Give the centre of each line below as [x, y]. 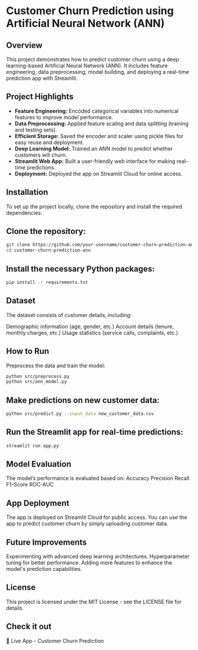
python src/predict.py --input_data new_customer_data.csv [80, 414]
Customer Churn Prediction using [90, 11]
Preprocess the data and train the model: [56, 365]
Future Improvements [47, 542]
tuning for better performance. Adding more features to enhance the [89, 563]
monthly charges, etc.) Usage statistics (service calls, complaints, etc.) [92, 332]
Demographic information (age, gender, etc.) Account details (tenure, [90, 326]
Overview [24, 45]
